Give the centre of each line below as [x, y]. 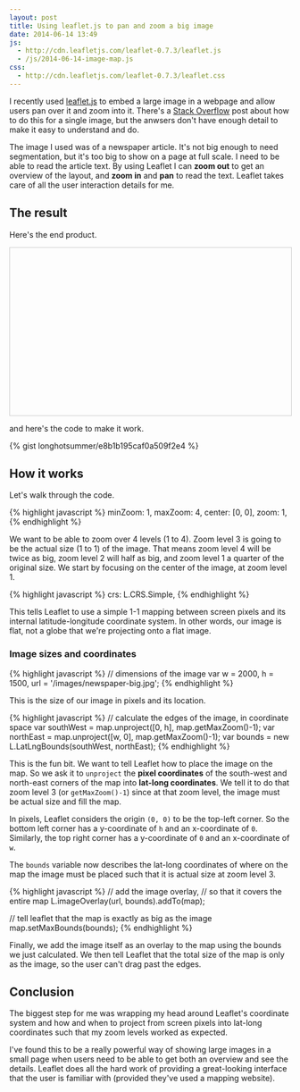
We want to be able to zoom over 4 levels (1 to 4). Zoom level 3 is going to [145, 539]
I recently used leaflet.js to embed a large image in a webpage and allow [142, 101]
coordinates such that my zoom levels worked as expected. [118, 1032]
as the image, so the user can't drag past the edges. [105, 964]
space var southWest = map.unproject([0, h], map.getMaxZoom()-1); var [142, 727]
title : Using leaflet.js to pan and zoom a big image [112, 26]
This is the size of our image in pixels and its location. [108, 700]
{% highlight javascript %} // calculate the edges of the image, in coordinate [149, 718]
